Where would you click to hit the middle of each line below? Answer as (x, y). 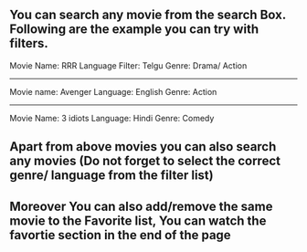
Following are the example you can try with (134, 30)
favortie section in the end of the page (120, 235)
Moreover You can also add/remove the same (141, 206)
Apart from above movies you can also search (143, 147)
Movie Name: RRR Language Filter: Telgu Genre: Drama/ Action (128, 65)
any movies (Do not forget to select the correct (145, 161)
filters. (29, 43)
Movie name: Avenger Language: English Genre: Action (113, 91)
